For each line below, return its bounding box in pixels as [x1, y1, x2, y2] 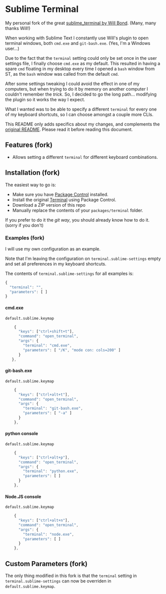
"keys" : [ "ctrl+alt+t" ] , [18, 392, 70, 397]
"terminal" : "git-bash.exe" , [23, 406, 83, 411]
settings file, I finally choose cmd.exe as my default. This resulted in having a [5, 60, 161, 66]
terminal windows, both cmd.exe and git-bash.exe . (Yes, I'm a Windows [5, 40, 151, 46]
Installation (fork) [5, 168, 60, 177]
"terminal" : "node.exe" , [23, 532, 74, 537]
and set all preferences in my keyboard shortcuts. [5, 260, 107, 267]
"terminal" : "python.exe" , [23, 469, 79, 474]
